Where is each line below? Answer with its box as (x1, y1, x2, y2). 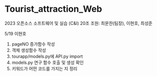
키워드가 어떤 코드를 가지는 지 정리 (11, 65, 78, 72)
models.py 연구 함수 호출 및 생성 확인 (11, 59, 84, 65)
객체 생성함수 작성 (11, 47, 46, 53)
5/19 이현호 (4, 30, 26, 36)
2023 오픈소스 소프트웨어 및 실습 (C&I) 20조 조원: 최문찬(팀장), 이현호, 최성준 (4, 20, 153, 26)
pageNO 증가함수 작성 (11, 41, 55, 47)
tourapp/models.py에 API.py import (11, 53, 83, 59)
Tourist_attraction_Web (4, 3, 103, 15)
